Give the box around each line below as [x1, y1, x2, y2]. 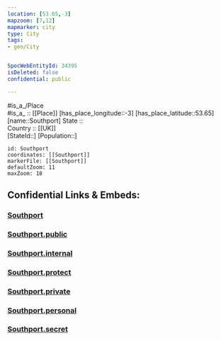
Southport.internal [7, 248, 73, 258]
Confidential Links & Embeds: [7, 189, 140, 201]
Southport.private [7, 286, 71, 296]
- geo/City [7, 43, 40, 50]
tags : [7, 37, 23, 44]
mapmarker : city [7, 23, 55, 30]
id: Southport [7, 145, 50, 152]
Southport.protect [7, 267, 72, 277]
